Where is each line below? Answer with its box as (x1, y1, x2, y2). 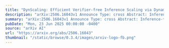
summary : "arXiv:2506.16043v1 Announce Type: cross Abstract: (5, 16, 138, 21)
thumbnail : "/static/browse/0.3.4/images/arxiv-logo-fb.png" (5, 35, 136, 40)
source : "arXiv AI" (5, 26, 46, 31)
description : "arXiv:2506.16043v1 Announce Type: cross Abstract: (5, 12, 147, 17)
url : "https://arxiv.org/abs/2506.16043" (5, 30, 94, 35)
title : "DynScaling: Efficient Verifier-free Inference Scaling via (5, 7, 152, 12)
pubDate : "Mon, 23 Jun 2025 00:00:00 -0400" (5, 21, 100, 26)
